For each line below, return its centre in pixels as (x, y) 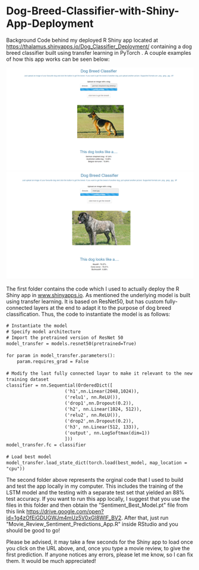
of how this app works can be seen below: (58, 59)
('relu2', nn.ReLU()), (92, 415)
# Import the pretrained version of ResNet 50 (65, 338)
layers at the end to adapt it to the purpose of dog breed (102, 307)
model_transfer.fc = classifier (46, 445)
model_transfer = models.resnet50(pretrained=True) (71, 344)
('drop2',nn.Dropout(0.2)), (99, 421)
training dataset (28, 379)
